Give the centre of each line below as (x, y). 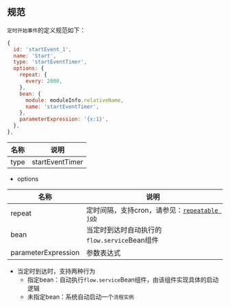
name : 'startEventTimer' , (62, 107)
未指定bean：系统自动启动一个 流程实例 (81, 297)
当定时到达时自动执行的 (124, 230)
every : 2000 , (44, 81)
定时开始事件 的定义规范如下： (47, 30)
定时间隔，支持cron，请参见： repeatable (152, 210)
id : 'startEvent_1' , (42, 49)
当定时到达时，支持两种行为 (56, 271)
